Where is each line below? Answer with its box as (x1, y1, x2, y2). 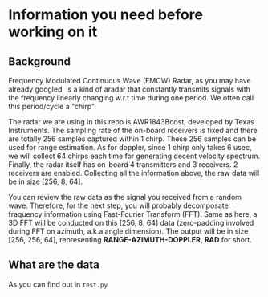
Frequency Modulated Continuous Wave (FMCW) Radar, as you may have (8, 76, 251, 85)
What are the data (8, 258, 100, 272)
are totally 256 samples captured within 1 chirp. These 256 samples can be (8, 134, 257, 144)
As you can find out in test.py (8, 279, 108, 289)
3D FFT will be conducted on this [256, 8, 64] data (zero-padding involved (8, 218, 254, 227)
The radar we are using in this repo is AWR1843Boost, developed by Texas (8, 117, 254, 126)
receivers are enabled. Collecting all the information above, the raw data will (8, 169, 260, 177)
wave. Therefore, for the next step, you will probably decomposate (8, 201, 229, 210)
